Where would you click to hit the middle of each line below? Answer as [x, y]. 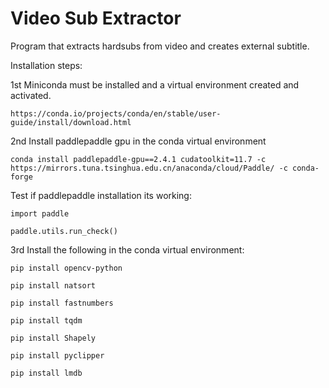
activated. [31, 95]
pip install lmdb [46, 373]
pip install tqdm [46, 320]
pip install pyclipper [57, 355]
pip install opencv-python [66, 268]
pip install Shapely [53, 338]
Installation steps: [46, 65]
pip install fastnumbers [62, 303]
